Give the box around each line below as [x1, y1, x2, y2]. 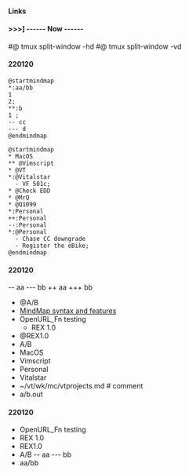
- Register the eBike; [15, 242, 89, 250]
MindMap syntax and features [19, 306, 117, 315]
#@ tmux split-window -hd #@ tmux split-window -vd [8, 42, 182, 51]
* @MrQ [8, 194, 30, 202]
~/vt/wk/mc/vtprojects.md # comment [19, 381, 144, 391]
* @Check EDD [8, 187, 51, 195]
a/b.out [19, 389, 43, 399]
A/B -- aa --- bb [19, 450, 72, 459]
